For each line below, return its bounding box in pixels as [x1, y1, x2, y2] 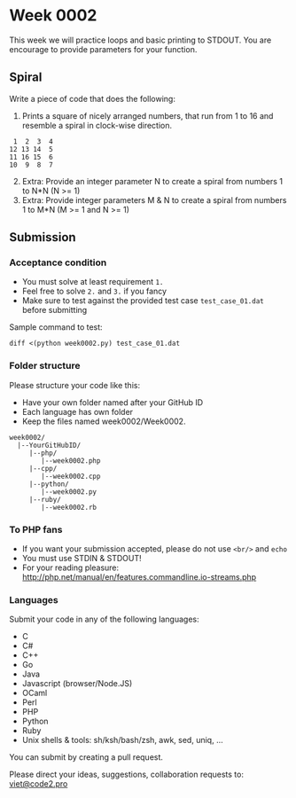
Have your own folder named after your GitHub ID [21, 396, 204, 408]
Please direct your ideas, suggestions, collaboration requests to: [9, 769, 244, 780]
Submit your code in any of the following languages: [9, 614, 199, 625]
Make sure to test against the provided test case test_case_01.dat [21, 295, 264, 306]
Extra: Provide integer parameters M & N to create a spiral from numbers [21, 194, 287, 205]
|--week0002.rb [41, 503, 97, 512]
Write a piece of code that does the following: [9, 93, 175, 104]
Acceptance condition [9, 256, 107, 269]
